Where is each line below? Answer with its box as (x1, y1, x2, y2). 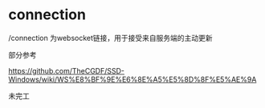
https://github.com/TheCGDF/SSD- (8, 66, 125, 75)
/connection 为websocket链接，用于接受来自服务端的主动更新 (8, 33, 213, 42)
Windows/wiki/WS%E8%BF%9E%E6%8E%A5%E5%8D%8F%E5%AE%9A (8, 74, 257, 84)
